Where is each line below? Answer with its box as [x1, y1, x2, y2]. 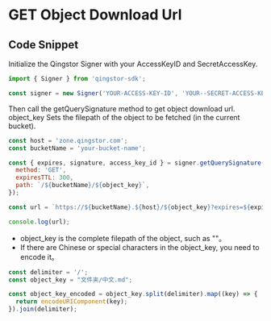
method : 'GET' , [15, 166, 67, 174]
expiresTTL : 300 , [15, 173, 74, 182]
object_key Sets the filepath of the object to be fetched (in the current [8, 112, 240, 122]
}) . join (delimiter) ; [8, 305, 78, 314]
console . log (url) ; [8, 218, 70, 226]
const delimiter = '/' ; [8, 268, 89, 276]
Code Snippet [8, 38, 79, 52]
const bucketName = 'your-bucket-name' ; [8, 144, 147, 152]
